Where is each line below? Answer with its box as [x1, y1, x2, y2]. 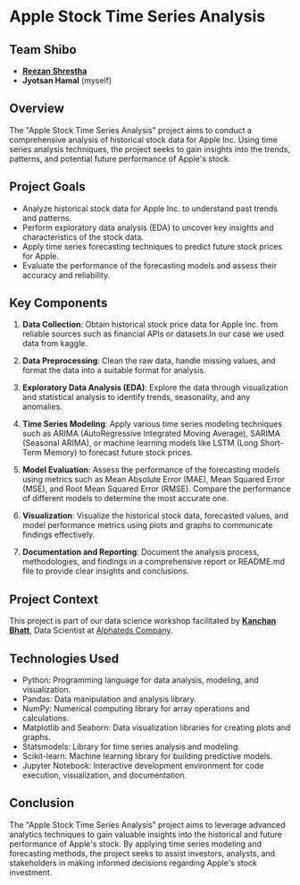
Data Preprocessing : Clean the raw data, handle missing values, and [21, 355, 276, 366]
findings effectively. [21, 530, 96, 540]
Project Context [9, 591, 98, 607]
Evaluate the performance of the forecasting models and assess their [21, 260, 278, 270]
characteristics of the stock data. [21, 231, 145, 243]
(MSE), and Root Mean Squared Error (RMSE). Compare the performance [21, 483, 291, 494]
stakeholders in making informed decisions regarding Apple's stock [9, 857, 257, 868]
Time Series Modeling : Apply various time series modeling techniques [21, 419, 283, 430]
